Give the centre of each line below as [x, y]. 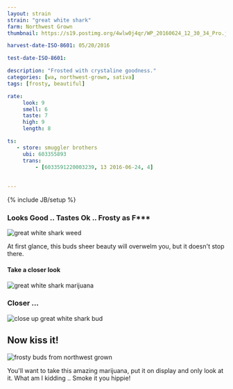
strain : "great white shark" [49, 20]
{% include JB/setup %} [42, 200]
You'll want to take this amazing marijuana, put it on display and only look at [115, 370]
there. [16, 254]
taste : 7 [35, 116]
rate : [15, 96]
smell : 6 [35, 109]
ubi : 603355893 [45, 154]
